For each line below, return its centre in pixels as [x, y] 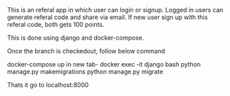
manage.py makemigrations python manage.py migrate [85, 72]
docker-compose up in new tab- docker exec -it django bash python [104, 64]
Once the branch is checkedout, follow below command [86, 51]
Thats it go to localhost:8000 [48, 85]
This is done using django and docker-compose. [76, 38]
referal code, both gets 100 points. [56, 24]
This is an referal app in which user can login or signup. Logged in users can [115, 10]
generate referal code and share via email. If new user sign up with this [107, 17]
